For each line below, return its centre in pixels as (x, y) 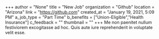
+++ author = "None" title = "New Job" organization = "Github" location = (80, 7)
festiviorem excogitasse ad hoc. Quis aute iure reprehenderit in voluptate (79, 27)
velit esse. (16, 32)
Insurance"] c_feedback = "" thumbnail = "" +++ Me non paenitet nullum (79, 22)
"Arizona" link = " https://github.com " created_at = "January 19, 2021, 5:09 (80, 12)
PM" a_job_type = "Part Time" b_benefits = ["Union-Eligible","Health (74, 17)
